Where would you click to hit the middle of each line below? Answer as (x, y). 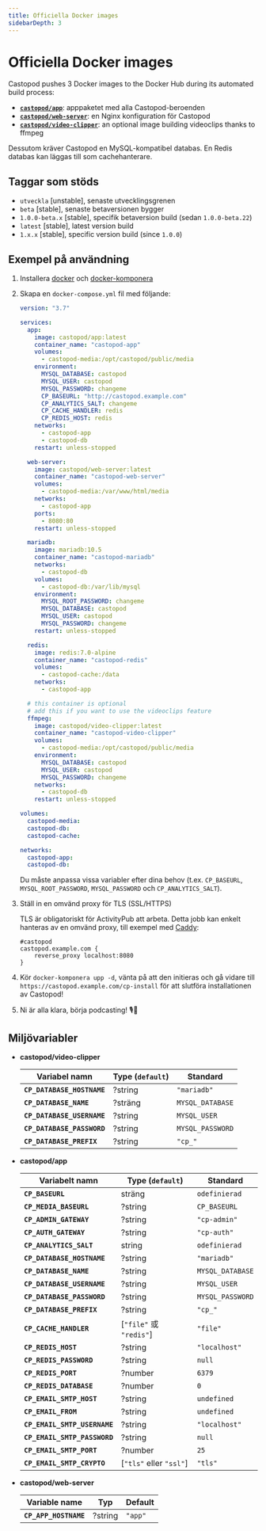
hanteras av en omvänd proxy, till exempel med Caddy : (109, 927)
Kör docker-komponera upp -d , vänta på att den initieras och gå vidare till (137, 977)
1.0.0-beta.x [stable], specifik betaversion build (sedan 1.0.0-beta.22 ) (136, 218)
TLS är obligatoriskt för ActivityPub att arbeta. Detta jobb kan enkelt (130, 919)
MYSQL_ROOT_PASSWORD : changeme (93, 602)
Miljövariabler (43, 1038)
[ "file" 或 (140, 1324)
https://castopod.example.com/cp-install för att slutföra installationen (135, 986)
